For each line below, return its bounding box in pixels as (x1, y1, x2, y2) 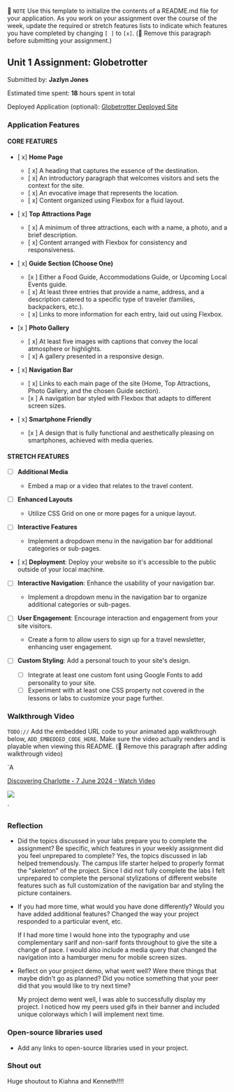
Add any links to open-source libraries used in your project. (17, 1044, 189, 1052)
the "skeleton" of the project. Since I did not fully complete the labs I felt (17, 866, 226, 875)
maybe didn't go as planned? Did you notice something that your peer (17, 974, 219, 983)
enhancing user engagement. (27, 643, 113, 651)
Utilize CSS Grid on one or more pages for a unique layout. (27, 509, 197, 518)
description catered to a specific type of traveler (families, (27, 295, 196, 303)
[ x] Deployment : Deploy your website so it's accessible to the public (17, 558, 217, 567)
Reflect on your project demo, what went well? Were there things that (17, 967, 217, 975)
